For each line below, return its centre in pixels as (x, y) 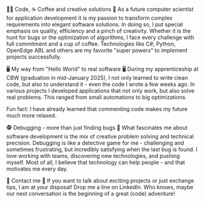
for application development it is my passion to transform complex (89, 18)
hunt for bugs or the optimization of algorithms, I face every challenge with (100, 37)
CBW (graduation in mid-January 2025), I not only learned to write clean (97, 78)
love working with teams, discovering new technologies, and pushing (93, 156)
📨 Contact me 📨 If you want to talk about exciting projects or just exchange (100, 180)
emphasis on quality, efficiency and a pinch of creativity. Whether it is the (99, 31)
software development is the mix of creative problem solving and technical (100, 136)
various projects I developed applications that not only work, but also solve (100, 91)
